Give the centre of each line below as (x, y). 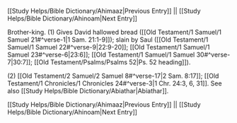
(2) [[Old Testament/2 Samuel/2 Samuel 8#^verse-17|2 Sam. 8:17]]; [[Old (113, 76)
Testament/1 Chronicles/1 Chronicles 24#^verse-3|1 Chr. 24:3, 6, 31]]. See (115, 83)
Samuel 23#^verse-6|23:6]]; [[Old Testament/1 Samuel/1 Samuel (101, 54)
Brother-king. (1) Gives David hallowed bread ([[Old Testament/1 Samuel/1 (114, 32)
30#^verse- (213, 54)
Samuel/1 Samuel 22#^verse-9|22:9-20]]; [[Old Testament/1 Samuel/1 (109, 47)
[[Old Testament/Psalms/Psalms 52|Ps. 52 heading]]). (112, 62)
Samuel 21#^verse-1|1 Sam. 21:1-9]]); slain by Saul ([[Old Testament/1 (108, 40)
